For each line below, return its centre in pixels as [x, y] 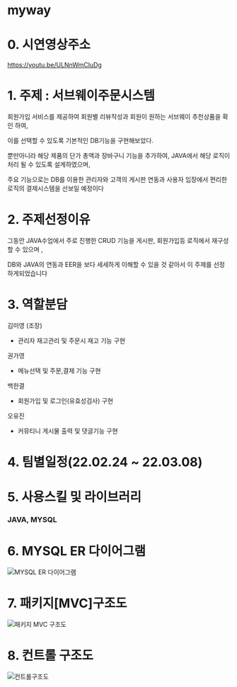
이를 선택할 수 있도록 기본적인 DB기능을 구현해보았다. [81, 141]
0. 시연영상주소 [49, 45]
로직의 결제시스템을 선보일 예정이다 [56, 188]
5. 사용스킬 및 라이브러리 [74, 497]
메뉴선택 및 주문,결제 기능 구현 [59, 370]
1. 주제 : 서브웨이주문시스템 [81, 96]
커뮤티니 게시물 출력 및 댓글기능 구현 [68, 431]
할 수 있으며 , [25, 249]
